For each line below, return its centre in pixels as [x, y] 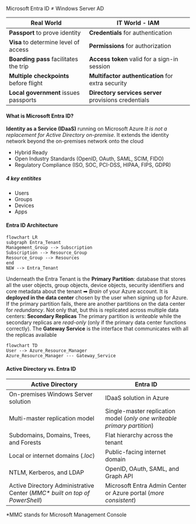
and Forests [25, 442]
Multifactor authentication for [131, 76]
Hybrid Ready [31, 153]
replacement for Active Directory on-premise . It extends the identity [87, 135]
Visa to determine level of [44, 42]
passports [23, 100]
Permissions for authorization [130, 46]
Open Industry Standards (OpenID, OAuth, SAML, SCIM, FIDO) [89, 159]
